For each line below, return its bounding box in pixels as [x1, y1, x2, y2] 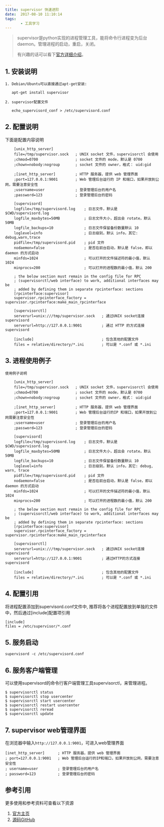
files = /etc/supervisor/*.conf [5, 624, 71, 629]
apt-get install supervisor [11, 90, 69, 95]
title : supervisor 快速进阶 [5, 7, 60, 12]
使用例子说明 [5, 371, 27, 376]
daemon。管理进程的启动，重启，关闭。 [17, 41, 98, 47]
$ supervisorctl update [5, 712, 54, 717]
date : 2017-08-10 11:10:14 [5, 12, 63, 17]
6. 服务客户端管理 [5, 666, 58, 674]
